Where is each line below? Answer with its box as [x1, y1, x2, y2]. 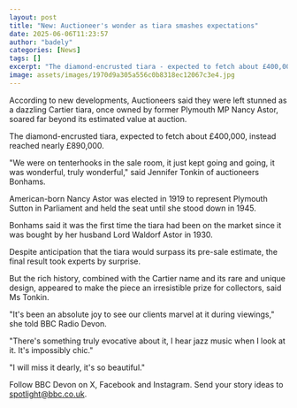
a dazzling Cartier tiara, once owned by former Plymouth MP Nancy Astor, [9, 104, 278, 115]
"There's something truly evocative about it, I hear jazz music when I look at [9, 335, 286, 346]
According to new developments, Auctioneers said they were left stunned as [9, 95, 287, 105]
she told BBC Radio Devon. [9, 318, 108, 328]
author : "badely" [9, 37, 73, 47]
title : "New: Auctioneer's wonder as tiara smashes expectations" [9, 21, 259, 30]
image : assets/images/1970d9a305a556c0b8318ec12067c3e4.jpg [9, 71, 236, 80]
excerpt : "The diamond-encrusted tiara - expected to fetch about [9, 63, 259, 72]
